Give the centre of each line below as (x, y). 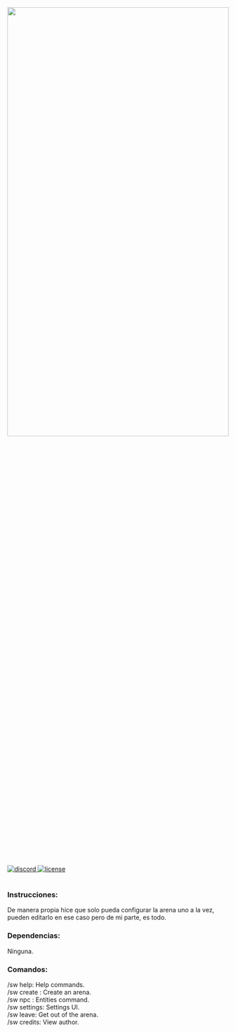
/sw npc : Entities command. (48, 1000)
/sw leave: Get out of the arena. (53, 1014)
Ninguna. (20, 951)
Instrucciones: (33, 895)
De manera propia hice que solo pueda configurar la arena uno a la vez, (111, 910)
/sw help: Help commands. (46, 984)
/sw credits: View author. (43, 1022)
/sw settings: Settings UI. (44, 1007)
